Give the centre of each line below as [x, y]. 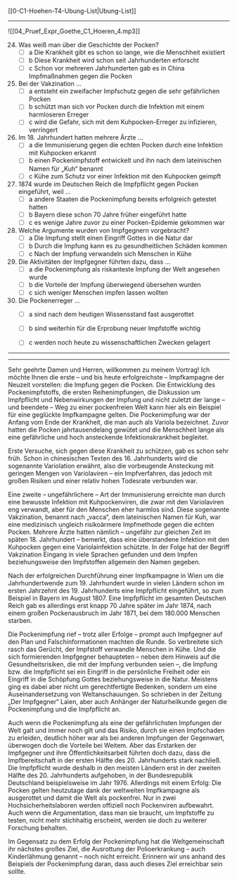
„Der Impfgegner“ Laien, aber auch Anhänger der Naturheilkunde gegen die [118, 702]
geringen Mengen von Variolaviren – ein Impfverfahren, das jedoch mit [110, 473]
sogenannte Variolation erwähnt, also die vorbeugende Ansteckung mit [111, 466]
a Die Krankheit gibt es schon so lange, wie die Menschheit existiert [127, 52]
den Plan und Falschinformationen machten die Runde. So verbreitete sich [116, 642]
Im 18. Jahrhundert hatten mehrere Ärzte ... [81, 138]
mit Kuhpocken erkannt [63, 153]
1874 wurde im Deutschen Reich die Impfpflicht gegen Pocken [108, 184]
